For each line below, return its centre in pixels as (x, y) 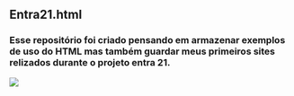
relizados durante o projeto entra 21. (90, 63)
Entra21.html (46, 15)
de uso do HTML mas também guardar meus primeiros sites (143, 51)
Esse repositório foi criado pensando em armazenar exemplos (147, 40)
